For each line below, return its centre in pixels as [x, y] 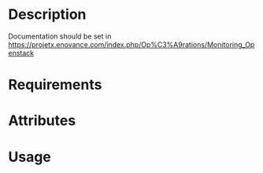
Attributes [42, 121]
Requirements [55, 85]
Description [47, 15]
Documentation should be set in [60, 36]
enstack [21, 53]
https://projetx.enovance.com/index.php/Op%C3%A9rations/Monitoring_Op [131, 44]
